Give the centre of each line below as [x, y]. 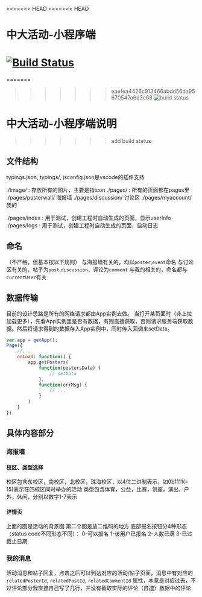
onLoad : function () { [44, 357]
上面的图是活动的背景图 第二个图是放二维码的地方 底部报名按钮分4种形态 [96, 526]
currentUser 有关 [27, 277]
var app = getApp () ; [32, 340]
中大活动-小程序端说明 [62, 124]
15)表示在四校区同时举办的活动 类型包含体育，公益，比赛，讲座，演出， [95, 489]
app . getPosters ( [48, 362]
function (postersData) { [70, 368]
